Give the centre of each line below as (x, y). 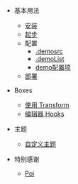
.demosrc (49, 51)
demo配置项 (53, 67)
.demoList (50, 59)
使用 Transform (47, 105)
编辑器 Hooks (44, 114)
